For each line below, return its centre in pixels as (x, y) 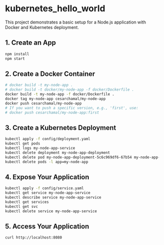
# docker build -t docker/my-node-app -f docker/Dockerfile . (70, 90)
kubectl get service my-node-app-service (48, 193)
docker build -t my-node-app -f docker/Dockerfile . (60, 94)
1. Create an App (31, 43)
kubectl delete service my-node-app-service (51, 211)
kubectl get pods (23, 144)
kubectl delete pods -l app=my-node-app (47, 162)
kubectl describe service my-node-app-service (53, 197)
